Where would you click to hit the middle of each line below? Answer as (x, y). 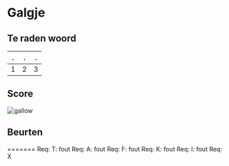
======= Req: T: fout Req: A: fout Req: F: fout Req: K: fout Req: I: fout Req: (115, 149)
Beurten (25, 132)
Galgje (26, 13)
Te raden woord (42, 38)
